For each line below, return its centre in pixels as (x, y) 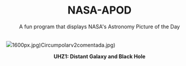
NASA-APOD (100, 10)
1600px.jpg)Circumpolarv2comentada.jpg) (64, 45)
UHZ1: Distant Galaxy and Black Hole (100, 56)
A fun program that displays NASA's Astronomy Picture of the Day (100, 27)
